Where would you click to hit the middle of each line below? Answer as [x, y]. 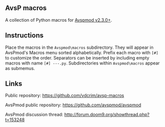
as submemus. [20, 68]
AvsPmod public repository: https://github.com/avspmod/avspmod [73, 105]
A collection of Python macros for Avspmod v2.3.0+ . [59, 20]
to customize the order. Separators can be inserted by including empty [77, 58]
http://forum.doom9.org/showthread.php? [107, 115]
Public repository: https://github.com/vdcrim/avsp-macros [65, 95]
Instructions [24, 36]
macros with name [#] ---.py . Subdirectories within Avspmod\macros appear [82, 63]
